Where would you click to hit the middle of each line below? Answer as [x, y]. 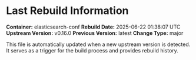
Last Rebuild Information [67, 11]
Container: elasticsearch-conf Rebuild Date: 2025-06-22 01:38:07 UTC [93, 27]
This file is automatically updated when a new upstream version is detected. [98, 44]
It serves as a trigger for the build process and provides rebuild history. [92, 50]
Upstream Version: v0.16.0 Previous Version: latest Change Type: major [95, 33]
